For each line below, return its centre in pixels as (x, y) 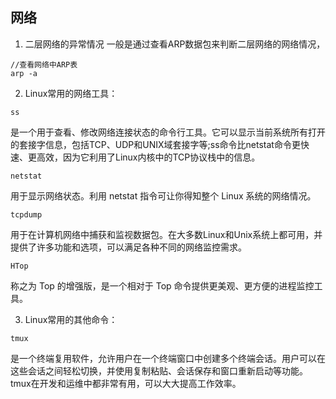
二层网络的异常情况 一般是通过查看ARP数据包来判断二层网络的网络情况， (175, 44)
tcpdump (26, 214)
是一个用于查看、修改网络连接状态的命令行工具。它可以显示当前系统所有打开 (168, 132)
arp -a (24, 73)
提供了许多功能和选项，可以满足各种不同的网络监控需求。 (128, 247)
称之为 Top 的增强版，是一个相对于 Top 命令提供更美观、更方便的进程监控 (162, 285)
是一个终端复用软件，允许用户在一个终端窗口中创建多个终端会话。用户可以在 (168, 358)
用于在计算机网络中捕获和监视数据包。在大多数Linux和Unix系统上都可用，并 (166, 234)
